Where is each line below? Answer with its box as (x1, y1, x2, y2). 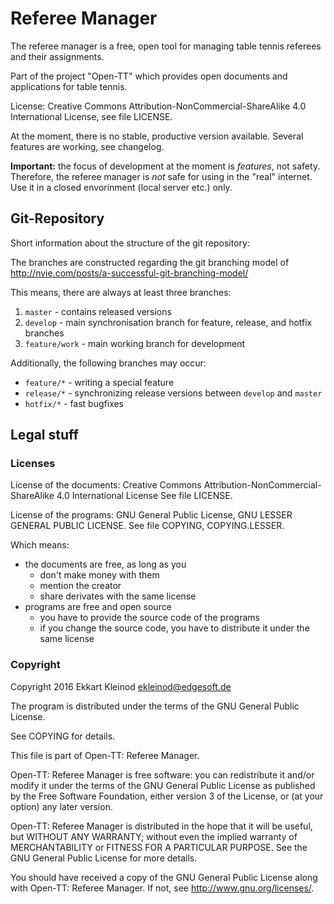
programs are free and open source (24, 601, 172, 613)
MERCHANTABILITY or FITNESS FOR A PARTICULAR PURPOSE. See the (10, 841, 308, 853)
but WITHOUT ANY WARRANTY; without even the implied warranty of (10, 830, 298, 842)
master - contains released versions (24, 305, 172, 317)
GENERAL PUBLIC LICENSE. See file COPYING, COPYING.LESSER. (10, 520, 285, 532)
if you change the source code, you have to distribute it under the (39, 622, 310, 634)
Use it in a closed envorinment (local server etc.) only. (10, 181, 233, 193)
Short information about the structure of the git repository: (10, 237, 250, 249)
